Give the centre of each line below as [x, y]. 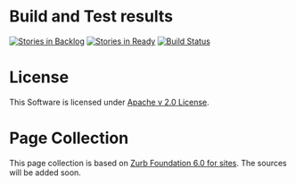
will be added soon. [45, 172]
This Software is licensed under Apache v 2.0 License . [109, 102]
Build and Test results [91, 17]
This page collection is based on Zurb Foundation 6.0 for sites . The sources [148, 163]
